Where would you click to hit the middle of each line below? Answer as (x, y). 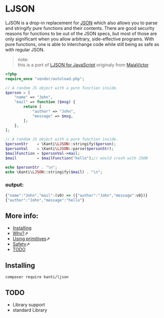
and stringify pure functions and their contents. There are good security (80, 28)
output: (15, 185)
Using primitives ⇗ (31, 239)
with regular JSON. (25, 50)
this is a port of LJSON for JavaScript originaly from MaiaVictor (83, 65)
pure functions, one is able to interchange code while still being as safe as (82, 44)
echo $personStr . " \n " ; (31, 167)
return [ (33, 107)
